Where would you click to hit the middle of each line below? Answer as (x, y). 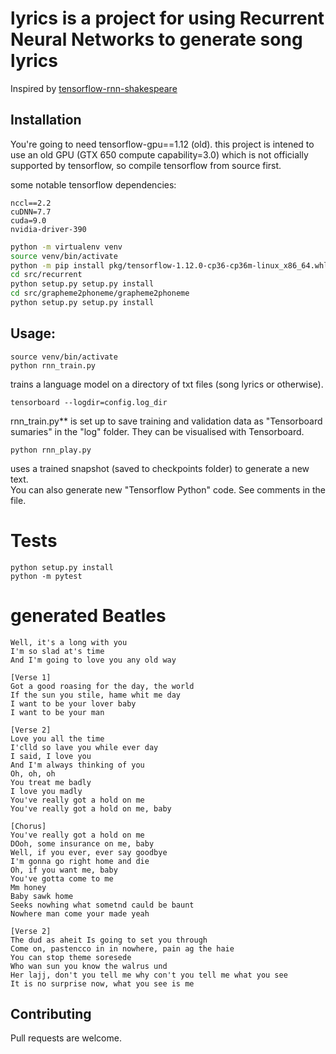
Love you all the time (57, 738)
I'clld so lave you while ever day (84, 747)
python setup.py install (62, 567)
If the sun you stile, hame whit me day (96, 695)
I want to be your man (57, 712)
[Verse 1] (31, 677)
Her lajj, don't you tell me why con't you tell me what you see (149, 975)
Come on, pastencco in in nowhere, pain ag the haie (122, 948)
